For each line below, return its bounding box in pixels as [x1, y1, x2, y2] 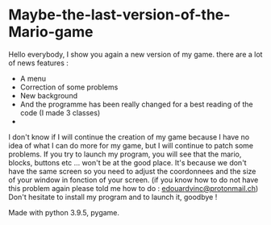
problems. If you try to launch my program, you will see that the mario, [8, 149, 242, 159]
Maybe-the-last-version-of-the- [8, 6, 231, 24]
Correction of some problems [19, 82, 119, 92]
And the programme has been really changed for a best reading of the [19, 99, 253, 109]
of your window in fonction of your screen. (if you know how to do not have [8, 175, 259, 185]
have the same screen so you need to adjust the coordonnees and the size [8, 166, 256, 176]
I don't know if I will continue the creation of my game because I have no [8, 131, 250, 142]
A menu [19, 73, 47, 83]
